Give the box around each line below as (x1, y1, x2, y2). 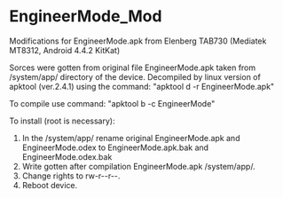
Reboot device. (21, 179, 78, 190)
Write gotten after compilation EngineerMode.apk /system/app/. (21, 161, 255, 171)
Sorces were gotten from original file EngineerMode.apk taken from (9, 62, 256, 73)
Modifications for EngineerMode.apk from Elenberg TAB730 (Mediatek (9, 36, 267, 46)
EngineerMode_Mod (9, 6, 162, 27)
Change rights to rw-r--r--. (21, 170, 121, 181)
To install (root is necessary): (9, 115, 115, 126)
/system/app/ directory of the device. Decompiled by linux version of (9, 71, 262, 82)
